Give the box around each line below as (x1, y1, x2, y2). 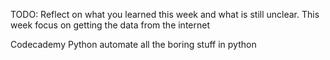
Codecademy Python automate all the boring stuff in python (10, 39, 257, 50)
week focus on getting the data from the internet (10, 19, 210, 31)
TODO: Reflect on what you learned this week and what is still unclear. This (10, 9, 320, 20)
